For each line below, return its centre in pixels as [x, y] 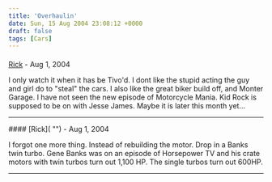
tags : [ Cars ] [30, 38]
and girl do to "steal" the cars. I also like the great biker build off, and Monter [136, 88]
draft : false [30, 31]
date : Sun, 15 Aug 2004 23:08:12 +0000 [76, 23]
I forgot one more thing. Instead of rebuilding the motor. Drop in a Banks [128, 144]
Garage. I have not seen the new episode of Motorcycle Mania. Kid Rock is [133, 97]
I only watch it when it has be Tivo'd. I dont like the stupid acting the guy [129, 80]
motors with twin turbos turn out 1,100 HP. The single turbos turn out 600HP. [136, 162]
